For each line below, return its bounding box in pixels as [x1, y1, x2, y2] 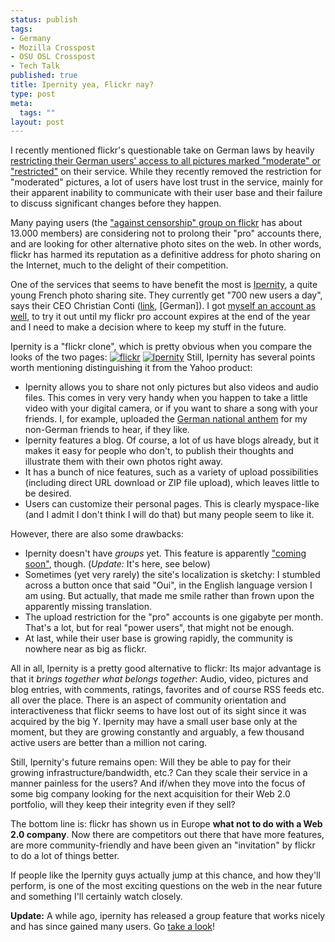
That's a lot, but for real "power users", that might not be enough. [24, 622, 295, 634]
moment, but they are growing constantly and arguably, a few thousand [10, 726, 305, 738]
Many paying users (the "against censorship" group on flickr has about [10, 217, 303, 229]
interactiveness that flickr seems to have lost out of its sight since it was [10, 705, 307, 717]
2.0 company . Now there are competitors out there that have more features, [10, 829, 325, 841]
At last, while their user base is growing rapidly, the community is [24, 632, 293, 645]
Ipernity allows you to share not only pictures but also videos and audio [24, 381, 319, 393]
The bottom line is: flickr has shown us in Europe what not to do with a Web [10, 818, 323, 830]
